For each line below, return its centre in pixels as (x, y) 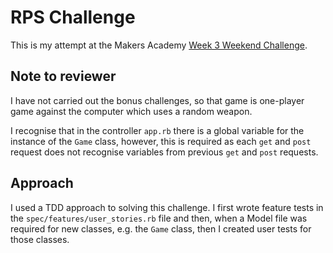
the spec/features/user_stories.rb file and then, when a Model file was (159, 218)
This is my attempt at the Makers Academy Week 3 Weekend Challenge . (159, 45)
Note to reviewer (63, 76)
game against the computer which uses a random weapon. (131, 111)
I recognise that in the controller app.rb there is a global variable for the (157, 130)
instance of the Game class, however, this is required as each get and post (161, 141)
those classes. (40, 239)
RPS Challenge (73, 17)
